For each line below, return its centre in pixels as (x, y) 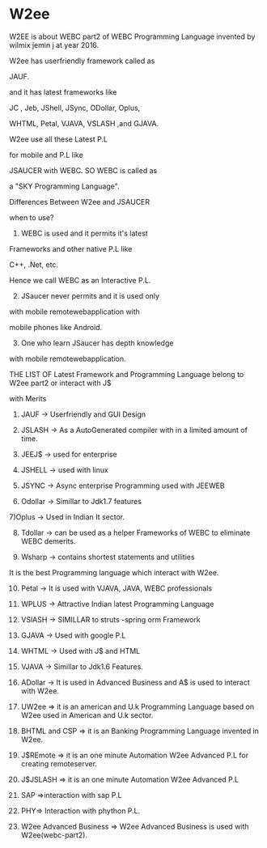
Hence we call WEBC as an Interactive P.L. (80, 280)
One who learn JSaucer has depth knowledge (97, 343)
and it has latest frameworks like (63, 92)
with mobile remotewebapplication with (75, 312)
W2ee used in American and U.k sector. (87, 715)
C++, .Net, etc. (34, 265)
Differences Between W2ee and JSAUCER (80, 201)
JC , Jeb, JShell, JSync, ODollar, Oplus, (75, 108)
